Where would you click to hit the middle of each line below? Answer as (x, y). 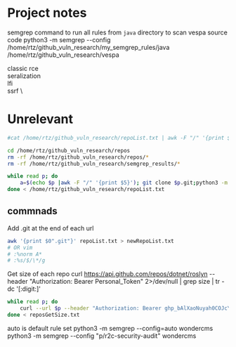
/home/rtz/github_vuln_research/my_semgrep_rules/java (88, 47)
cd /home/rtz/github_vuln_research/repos (69, 150)
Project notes (47, 13)
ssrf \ (15, 91)
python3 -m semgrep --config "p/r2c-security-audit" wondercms (102, 336)
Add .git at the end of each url (51, 228)
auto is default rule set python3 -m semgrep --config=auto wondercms (110, 328)
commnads (32, 211)
